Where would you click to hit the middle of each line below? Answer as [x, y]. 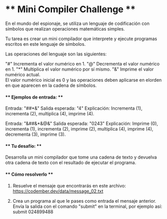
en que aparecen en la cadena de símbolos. [51, 85]
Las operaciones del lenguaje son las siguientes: [56, 54]
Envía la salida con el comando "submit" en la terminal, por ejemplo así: [87, 206]
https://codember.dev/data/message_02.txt [58, 191]
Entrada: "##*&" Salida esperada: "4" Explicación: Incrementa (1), [74, 108]
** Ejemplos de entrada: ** [34, 97]
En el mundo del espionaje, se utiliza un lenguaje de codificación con [77, 23]
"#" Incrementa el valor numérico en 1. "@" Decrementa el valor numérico [82, 64]
